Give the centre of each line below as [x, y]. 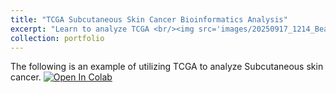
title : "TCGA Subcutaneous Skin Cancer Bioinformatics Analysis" [149, 19]
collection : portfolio [57, 38]
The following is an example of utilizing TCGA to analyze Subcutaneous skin [167, 67]
